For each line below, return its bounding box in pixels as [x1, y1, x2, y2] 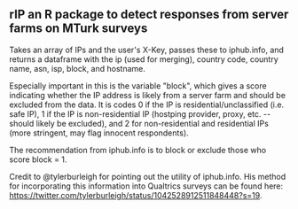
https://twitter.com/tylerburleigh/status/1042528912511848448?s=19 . [9, 190, 263, 200]
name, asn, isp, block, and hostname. [9, 63, 146, 74]
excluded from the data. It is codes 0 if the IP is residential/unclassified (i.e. [9, 99, 285, 110]
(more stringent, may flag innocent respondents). [9, 128, 189, 138]
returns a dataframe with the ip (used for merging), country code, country [9, 53, 279, 65]
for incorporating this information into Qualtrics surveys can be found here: [9, 181, 284, 191]
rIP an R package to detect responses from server [9, 7, 289, 22]
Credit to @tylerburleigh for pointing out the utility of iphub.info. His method [9, 171, 286, 182]
